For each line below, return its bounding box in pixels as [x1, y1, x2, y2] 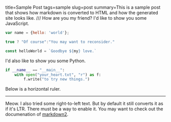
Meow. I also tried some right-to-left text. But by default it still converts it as [5, 101, 164, 107]
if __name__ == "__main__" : [5, 67, 65, 72]
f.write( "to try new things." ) [23, 77, 90, 82]
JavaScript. [5, 20, 30, 26]
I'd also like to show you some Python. [5, 58, 86, 64]
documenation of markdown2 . [5, 111, 69, 117]
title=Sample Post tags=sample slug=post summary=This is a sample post [5, 5, 161, 10]
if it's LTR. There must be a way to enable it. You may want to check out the [5, 106, 164, 112]
